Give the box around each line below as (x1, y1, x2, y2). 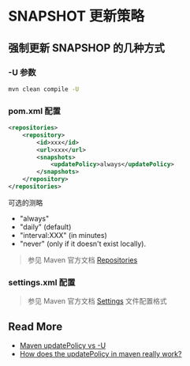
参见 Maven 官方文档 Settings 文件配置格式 (27, 296, 167, 306)
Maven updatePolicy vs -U (19, 341, 106, 350)
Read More (8, 319, 63, 333)
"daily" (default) (19, 222, 72, 232)
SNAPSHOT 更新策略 (8, 7, 144, 25)
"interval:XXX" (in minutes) (19, 230, 108, 240)
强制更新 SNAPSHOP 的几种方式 (8, 41, 166, 55)
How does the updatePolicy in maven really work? (19, 349, 182, 359)
